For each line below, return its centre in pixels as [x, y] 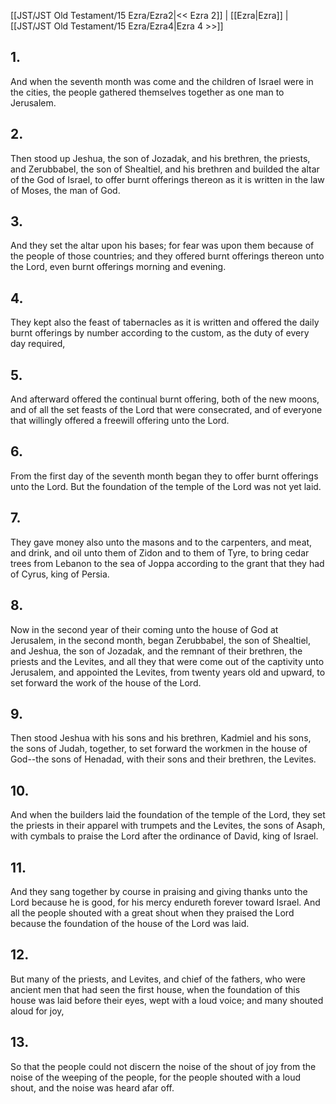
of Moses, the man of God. [65, 190]
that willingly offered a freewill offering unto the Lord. [120, 421]
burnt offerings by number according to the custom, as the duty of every [160, 333]
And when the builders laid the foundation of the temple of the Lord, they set [168, 815]
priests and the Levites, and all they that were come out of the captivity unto [167, 661]
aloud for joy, [37, 1011]
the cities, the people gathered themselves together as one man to [147, 92]
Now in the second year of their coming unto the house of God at [144, 629]
